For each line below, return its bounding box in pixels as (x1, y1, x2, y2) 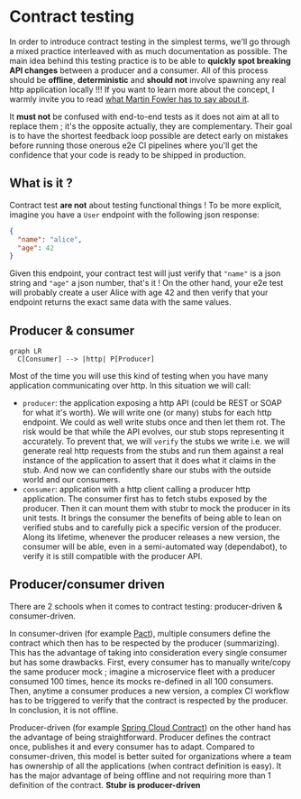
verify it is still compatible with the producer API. (22, 551, 203, 562)
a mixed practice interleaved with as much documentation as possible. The (9, 45, 288, 56)
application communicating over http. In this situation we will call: (9, 381, 251, 391)
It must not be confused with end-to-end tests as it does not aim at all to (9, 111, 279, 122)
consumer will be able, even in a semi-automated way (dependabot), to (22, 541, 287, 552)
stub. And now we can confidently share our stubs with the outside (22, 464, 272, 475)
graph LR (9, 347, 42, 356)
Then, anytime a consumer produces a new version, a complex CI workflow (9, 685, 290, 696)
